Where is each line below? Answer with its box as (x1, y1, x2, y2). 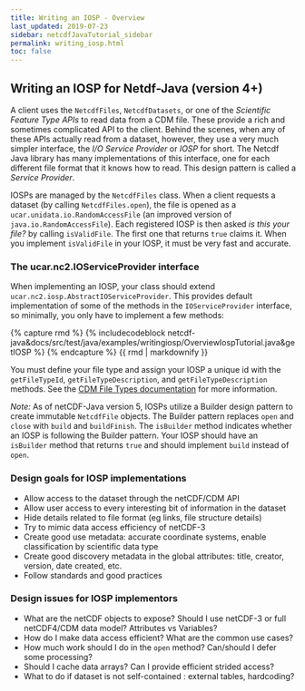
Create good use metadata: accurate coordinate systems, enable (23, 531, 267, 542)
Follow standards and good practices (23, 569, 162, 580)
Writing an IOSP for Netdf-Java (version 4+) (10, 81, 263, 96)
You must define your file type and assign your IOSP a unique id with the (10, 365, 281, 375)
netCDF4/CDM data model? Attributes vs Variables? (23, 622, 218, 633)
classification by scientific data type (23, 540, 159, 551)
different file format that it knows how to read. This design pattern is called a (10, 162, 297, 173)
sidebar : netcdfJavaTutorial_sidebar (10, 30, 153, 39)
